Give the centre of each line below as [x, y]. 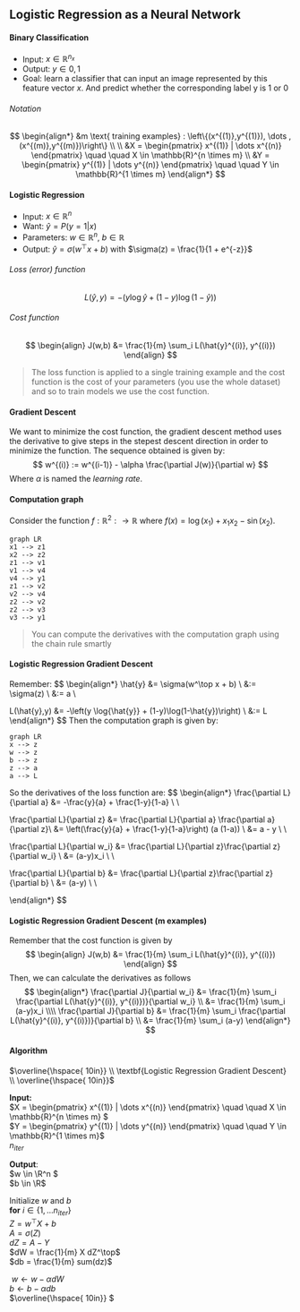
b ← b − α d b [33, 1288]
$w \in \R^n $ [34, 1174]
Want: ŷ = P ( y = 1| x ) [59, 227]
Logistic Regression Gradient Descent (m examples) [108, 921]
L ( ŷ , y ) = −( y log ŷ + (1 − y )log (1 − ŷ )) [150, 297]
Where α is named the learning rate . [76, 479]
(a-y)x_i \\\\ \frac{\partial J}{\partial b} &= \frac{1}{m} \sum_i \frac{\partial [150, 1011]
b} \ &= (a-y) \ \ [69, 883]
